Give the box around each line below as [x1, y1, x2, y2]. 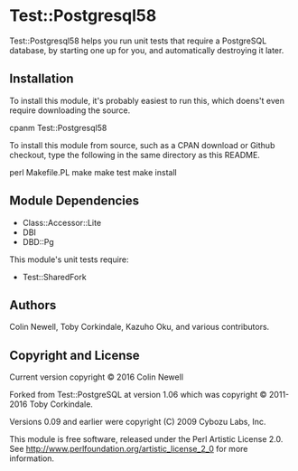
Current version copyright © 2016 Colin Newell [9, 372, 183, 382]
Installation [9, 71, 74, 87]
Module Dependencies [9, 193, 140, 209]
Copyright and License [9, 347, 140, 363]
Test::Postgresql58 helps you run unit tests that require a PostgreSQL [9, 35, 267, 46]
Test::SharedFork [22, 271, 88, 282]
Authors [9, 297, 57, 313]
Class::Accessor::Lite [22, 217, 102, 228]
